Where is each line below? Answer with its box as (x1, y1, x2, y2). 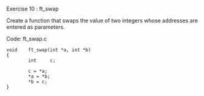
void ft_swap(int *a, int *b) (6, 47, 91, 53)
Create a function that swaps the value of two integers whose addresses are (6, 17, 198, 24)
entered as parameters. (6, 24, 65, 30)
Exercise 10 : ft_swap (6, 5, 59, 12)
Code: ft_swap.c (6, 35, 47, 42)
